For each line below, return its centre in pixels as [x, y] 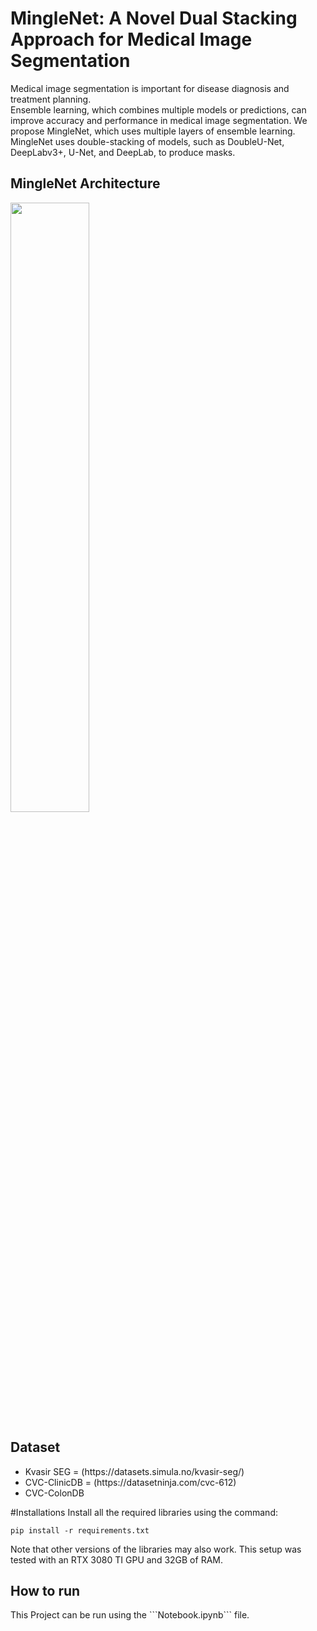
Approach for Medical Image [131, 39]
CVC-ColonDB [54, 1493]
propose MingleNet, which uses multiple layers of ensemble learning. [153, 131]
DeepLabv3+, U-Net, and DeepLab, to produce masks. [123, 152]
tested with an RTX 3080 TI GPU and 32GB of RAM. [116, 1559]
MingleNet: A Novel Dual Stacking [154, 18]
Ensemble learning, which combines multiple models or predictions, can [158, 109]
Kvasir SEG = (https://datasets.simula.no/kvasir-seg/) [134, 1471]
